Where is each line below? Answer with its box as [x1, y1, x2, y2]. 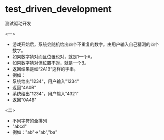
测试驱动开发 [5, 20, 31, 26]
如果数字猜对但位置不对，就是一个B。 [12, 60, 89, 66]
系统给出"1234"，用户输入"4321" [12, 90, 79, 97]
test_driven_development [5, 3, 112, 15]
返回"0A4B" [12, 97, 37, 103]
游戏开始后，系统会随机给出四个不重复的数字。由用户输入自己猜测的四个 [12, 41, 159, 47]
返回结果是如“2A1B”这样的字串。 [12, 66, 78, 72]
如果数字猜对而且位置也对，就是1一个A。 [12, 53, 95, 60]
